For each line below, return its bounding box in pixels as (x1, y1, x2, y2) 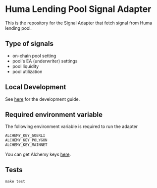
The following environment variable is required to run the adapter (5, 124, 138, 129)
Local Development (5, 83, 66, 91)
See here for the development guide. (5, 96, 80, 102)
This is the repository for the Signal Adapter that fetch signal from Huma (5, 20, 153, 26)
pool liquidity (12, 63, 39, 69)
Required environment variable (5, 110, 103, 119)
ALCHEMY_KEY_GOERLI (5, 133, 46, 138)
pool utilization (12, 68, 43, 74)
